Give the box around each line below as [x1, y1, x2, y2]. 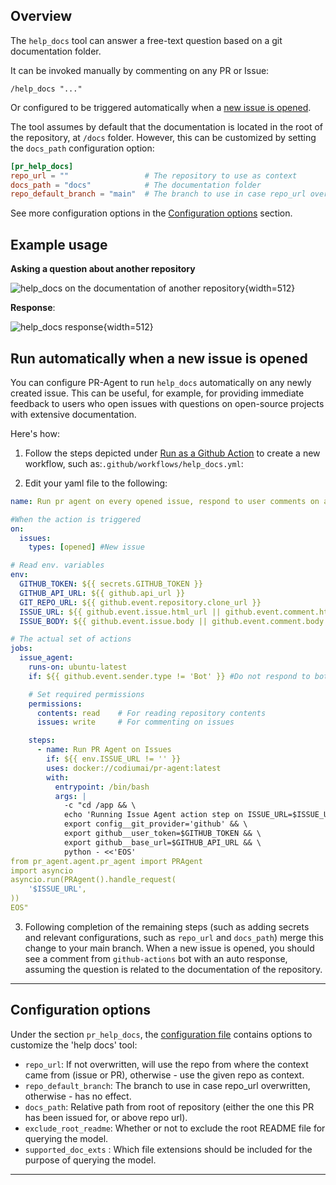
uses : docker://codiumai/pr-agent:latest [46, 763, 222, 773]
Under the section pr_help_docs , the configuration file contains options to [10, 1028, 313, 1040]
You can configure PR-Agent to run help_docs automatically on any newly [10, 376, 312, 388]
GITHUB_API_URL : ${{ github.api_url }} [19, 588, 186, 598]
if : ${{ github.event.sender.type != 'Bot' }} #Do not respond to [28, 671, 311, 681]
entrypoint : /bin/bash [54, 782, 150, 792]
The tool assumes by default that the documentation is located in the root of [10, 120, 324, 133]
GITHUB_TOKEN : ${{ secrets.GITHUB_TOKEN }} [19, 579, 203, 589]
